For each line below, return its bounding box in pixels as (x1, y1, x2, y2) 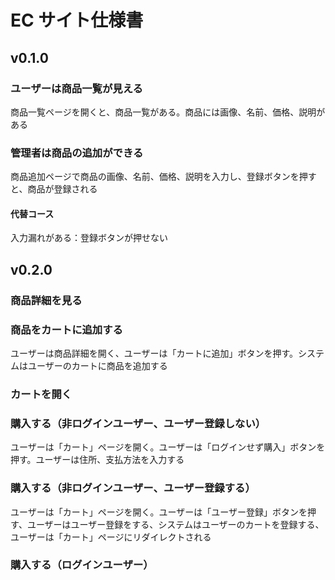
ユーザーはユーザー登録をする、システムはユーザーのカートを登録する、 (26, 518, 325, 530)
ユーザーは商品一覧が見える (10, 81, 143, 95)
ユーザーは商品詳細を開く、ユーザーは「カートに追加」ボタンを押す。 (10, 347, 299, 359)
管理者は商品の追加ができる (10, 146, 144, 160)
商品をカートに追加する (10, 322, 123, 336)
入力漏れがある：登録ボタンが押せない (10, 232, 168, 244)
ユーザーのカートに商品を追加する (27, 359, 168, 371)
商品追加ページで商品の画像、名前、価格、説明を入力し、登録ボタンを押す (10, 171, 317, 183)
